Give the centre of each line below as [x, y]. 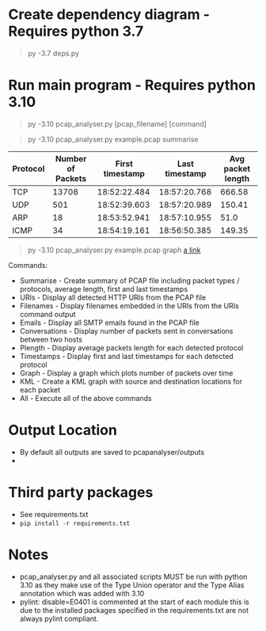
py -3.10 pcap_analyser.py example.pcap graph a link [114, 250]
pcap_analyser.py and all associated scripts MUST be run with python [133, 576]
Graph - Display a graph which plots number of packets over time [126, 372]
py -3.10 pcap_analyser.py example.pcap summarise [113, 139]
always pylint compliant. [59, 618]
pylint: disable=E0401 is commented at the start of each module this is [134, 602]
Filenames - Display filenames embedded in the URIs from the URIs [129, 305]
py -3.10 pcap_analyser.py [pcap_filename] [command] [117, 123]
